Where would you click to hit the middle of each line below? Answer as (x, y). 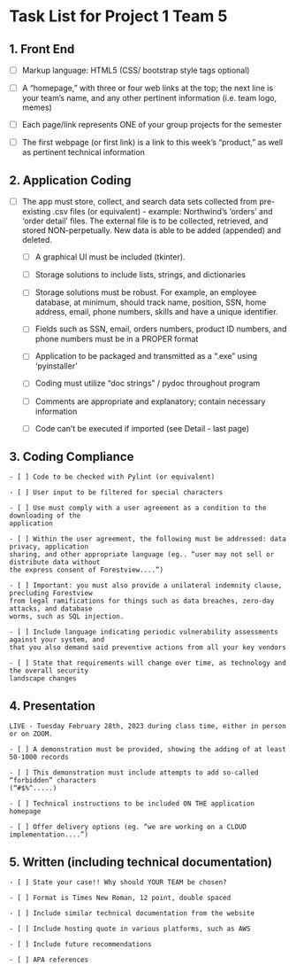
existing (36, 212)
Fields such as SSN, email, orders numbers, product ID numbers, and (161, 329)
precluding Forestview (51, 594)
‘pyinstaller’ (56, 366)
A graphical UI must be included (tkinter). (110, 257)
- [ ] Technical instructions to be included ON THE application (132, 804)
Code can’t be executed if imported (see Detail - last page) (142, 428)
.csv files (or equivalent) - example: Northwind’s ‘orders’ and (163, 212)
